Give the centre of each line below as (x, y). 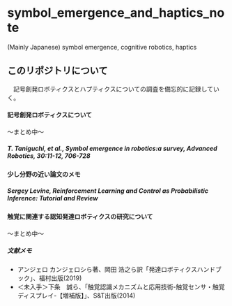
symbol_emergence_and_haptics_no (116, 13)
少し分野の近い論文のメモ (44, 174)
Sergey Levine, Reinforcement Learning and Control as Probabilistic (108, 191)
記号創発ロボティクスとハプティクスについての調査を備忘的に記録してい (116, 89)
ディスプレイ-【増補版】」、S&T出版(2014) (76, 296)
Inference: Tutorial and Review (53, 198)
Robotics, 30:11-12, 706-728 (49, 156)
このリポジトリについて (57, 71)
